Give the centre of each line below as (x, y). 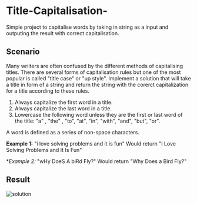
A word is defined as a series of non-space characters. (73, 132)
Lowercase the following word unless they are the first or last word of (99, 114)
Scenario (23, 52)
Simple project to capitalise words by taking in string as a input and (87, 27)
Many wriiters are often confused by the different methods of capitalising (95, 66)
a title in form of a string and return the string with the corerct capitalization (97, 84)
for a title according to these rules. (48, 91)
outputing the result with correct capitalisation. (63, 33)
